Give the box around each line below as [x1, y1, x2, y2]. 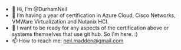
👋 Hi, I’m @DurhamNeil [11, 6, 68, 12]
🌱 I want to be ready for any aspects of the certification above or [11, 24, 169, 31]
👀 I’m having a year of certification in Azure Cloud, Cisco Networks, [11, 12, 176, 19]
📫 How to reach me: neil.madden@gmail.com [11, 37, 124, 44]
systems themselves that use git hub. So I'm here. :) [11, 31, 138, 38]
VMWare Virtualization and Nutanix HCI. [11, 18, 109, 25]
